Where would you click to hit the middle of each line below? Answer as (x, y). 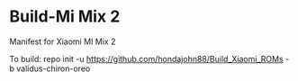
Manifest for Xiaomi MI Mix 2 (63, 41)
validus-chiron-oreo (54, 68)
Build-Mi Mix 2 (65, 17)
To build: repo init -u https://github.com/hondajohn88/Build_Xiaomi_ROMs (146, 58)
